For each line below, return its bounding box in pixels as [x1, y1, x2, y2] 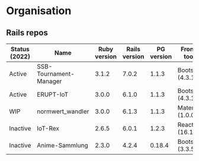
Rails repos [6, 28, 49, 38]
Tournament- [37, 70, 75, 78]
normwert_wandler [37, 107, 89, 116]
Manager [37, 77, 62, 85]
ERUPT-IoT [37, 90, 69, 98]
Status [11, 45, 30, 53]
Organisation [6, 4, 72, 18]
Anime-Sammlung [37, 142, 88, 149]
